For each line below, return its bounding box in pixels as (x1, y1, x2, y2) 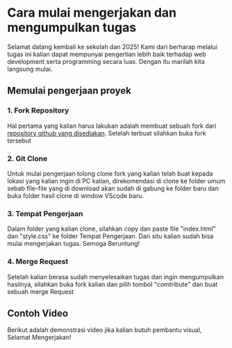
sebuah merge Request (7, 287, 74, 296)
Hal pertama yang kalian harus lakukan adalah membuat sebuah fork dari (7, 122, 217, 130)
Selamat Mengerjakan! (7, 333, 72, 342)
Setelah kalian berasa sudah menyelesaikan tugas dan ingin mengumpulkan (7, 272, 224, 281)
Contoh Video (7, 307, 68, 319)
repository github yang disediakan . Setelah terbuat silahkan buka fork (7, 129, 206, 137)
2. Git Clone (7, 154, 48, 163)
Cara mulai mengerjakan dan (7, 5, 177, 21)
